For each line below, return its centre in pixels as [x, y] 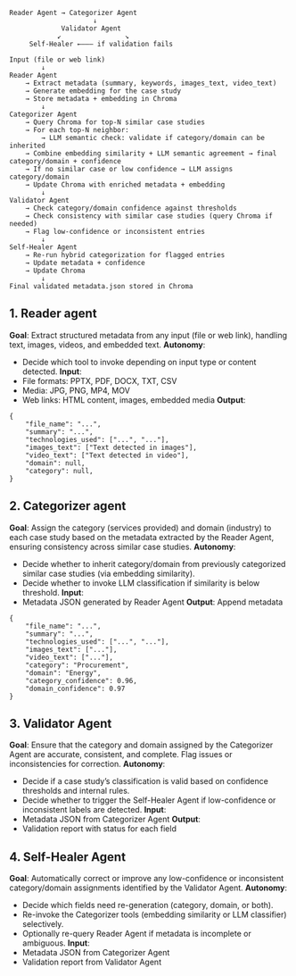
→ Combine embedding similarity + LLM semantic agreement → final [151, 154]
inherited [28, 146]
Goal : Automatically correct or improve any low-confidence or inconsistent [146, 879]
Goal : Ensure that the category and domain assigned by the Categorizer [141, 745]
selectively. [43, 924]
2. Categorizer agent [68, 506]
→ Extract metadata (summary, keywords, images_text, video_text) [151, 83]
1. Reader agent [53, 314]
